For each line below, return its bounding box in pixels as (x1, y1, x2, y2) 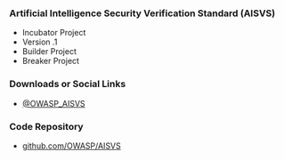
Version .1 (21, 36, 58, 47)
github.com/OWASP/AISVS (21, 140, 122, 151)
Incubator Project (21, 28, 86, 38)
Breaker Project (21, 56, 80, 67)
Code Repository (9, 120, 84, 132)
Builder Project (21, 46, 77, 57)
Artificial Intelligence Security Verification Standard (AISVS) (9, 7, 276, 20)
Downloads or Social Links (9, 78, 126, 91)
